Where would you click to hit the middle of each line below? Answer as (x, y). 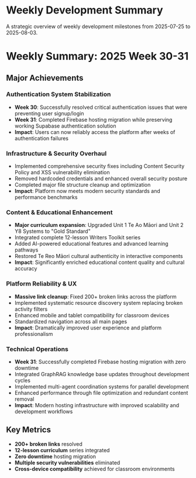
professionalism (34, 333)
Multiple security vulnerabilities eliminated (67, 462)
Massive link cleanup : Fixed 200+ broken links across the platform (95, 297)
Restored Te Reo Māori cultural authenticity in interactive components (99, 256)
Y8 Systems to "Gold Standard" (52, 231)
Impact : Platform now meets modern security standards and (87, 191)
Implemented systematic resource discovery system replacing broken (99, 302)
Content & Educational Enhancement (59, 212)
